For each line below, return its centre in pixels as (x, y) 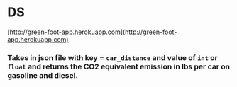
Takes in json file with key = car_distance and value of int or (112, 57)
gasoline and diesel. (43, 75)
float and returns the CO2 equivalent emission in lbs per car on (119, 66)
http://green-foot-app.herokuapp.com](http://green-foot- (93, 32)
